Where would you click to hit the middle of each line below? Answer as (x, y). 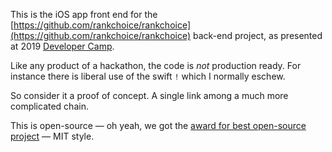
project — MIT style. (52, 136)
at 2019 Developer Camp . (62, 46)
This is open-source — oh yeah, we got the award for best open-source (158, 125)
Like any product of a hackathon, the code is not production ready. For (156, 65)
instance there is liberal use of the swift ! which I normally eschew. (148, 76)
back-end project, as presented (257, 35)
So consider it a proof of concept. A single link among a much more (149, 95)
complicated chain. (49, 106)
